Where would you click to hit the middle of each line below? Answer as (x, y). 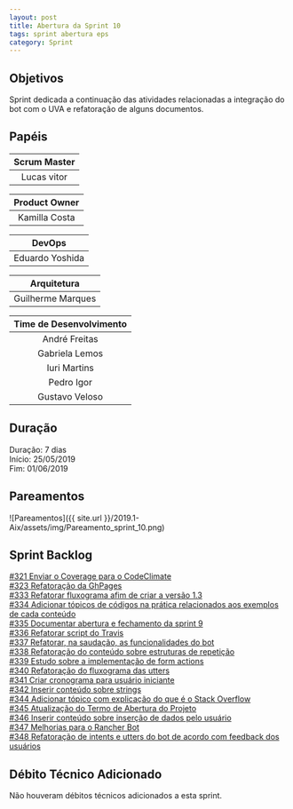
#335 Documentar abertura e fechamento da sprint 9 (106, 623)
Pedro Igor (71, 382)
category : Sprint (41, 42)
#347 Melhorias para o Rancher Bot (75, 727)
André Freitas (71, 338)
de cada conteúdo (43, 615)
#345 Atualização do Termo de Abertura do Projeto (103, 709)
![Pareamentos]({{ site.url (55, 518)
